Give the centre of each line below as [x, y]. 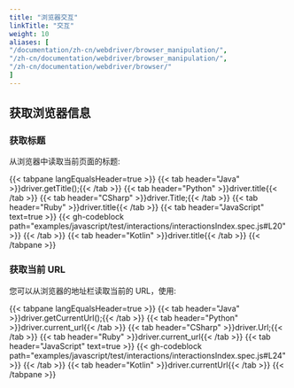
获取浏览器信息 [50, 113]
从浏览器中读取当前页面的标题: [65, 161]
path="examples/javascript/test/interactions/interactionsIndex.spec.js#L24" [147, 355]
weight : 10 [29, 34]
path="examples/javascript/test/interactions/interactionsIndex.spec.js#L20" [147, 226]
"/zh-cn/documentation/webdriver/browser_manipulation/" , [118, 58]
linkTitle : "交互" [42, 26]
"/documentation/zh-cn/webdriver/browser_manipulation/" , [118, 50]
